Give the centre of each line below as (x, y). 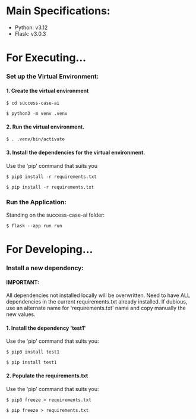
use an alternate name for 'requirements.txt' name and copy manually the (96, 308)
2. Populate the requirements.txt (47, 376)
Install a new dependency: (45, 268)
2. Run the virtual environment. (45, 127)
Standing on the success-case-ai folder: (56, 215)
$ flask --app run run (34, 226)
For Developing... (50, 250)
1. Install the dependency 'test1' (46, 328)
